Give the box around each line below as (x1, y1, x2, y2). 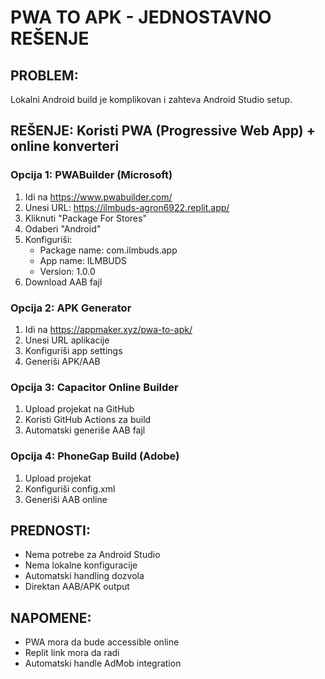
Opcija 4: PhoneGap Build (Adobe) (10, 449, 180, 463)
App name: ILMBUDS (39, 254, 127, 266)
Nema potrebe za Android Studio (24, 549, 161, 561)
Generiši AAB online (24, 493, 108, 505)
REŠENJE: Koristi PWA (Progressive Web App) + (10, 122, 316, 140)
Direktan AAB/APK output (24, 581, 130, 593)
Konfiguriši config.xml (24, 482, 116, 495)
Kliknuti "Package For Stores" (24, 212, 147, 224)
